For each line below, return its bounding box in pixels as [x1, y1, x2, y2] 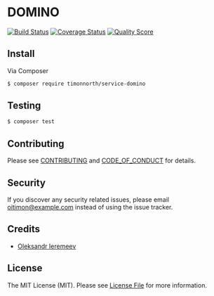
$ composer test [7, 118, 55, 125]
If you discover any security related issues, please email [7, 195, 170, 204]
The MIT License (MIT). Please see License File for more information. [7, 281, 207, 289]
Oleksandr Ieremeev [17, 242, 76, 250]
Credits [7, 223, 41, 236]
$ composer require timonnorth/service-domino [7, 80, 146, 87]
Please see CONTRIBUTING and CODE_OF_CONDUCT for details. [7, 156, 196, 165]
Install [7, 48, 35, 60]
